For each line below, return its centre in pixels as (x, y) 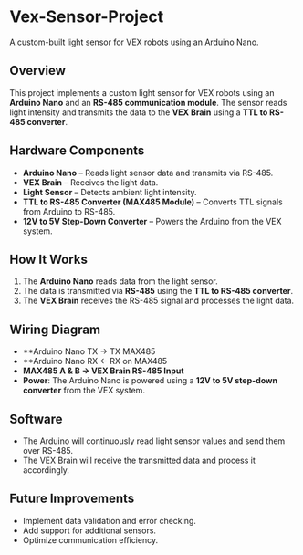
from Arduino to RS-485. (69, 211)
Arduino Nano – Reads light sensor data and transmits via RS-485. (148, 173)
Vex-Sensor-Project (87, 17)
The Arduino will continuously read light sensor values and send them (154, 441)
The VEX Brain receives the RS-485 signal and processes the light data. (158, 301)
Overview (38, 71)
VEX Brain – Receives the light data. (90, 182)
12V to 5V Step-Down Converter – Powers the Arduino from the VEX (152, 221)
